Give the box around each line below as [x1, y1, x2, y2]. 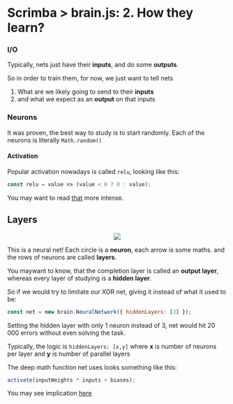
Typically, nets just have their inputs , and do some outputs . [7, 61, 179, 69]
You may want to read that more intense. [7, 194, 124, 202]
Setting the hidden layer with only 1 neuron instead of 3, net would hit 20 [7, 321, 216, 329]
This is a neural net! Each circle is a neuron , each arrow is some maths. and [7, 245, 225, 254]
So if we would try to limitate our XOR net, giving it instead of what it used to [7, 287, 227, 296]
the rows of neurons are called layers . [7, 253, 117, 261]
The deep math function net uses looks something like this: [7, 363, 177, 371]
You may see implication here [7, 389, 92, 398]
